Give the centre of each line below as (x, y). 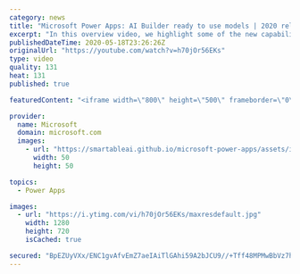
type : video (31, 59)
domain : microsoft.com (59, 133)
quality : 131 (33, 68)
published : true (39, 84)
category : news (37, 17)
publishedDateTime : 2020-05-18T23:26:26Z (87, 42)
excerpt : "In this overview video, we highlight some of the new (133, 34)
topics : (24, 182)
